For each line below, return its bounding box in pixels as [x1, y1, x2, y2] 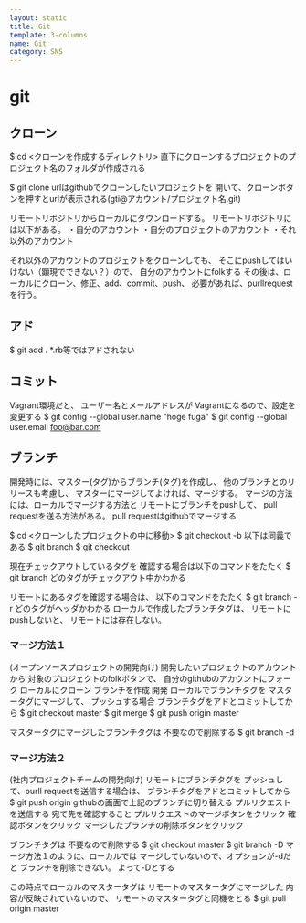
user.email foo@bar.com [9, 421, 102, 432]
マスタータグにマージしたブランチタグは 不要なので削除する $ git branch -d [9, 727, 295, 738]
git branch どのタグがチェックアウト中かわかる [9, 572, 186, 582]
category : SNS [9, 47, 64, 57]
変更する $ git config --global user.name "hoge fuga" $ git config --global [9, 411, 288, 422]
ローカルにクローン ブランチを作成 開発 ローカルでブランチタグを [19, 684, 267, 695]
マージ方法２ [9, 751, 66, 764]
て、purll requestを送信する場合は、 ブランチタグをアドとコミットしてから [9, 786, 291, 797]
